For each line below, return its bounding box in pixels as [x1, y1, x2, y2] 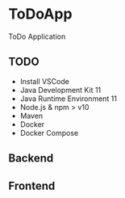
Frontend [8, 179, 56, 192]
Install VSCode [19, 76, 70, 86]
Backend [8, 151, 54, 166]
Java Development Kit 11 [19, 85, 102, 95]
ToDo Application [8, 32, 66, 41]
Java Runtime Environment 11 [19, 94, 117, 103]
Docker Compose [19, 128, 79, 137]
